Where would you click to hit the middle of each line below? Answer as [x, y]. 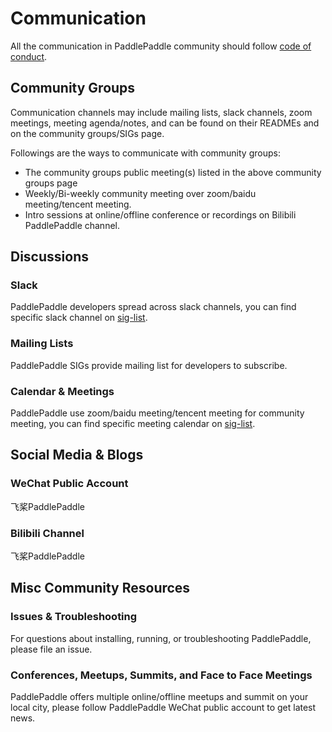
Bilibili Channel [47, 533]
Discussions [49, 257]
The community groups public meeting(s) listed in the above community [173, 172]
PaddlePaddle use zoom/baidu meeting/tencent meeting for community [157, 413]
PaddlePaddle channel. [72, 225]
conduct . [29, 56]
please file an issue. [51, 649]
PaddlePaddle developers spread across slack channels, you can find [153, 307]
